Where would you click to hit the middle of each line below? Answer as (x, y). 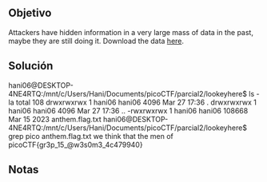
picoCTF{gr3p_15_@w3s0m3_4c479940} (76, 144)
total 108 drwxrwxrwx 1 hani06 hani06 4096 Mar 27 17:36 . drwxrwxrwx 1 (136, 102)
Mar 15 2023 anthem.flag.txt (55, 119)
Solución (31, 66)
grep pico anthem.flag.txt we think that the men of (91, 136)
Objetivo (30, 13)
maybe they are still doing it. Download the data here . (96, 41)
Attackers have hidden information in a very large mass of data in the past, (131, 32)
